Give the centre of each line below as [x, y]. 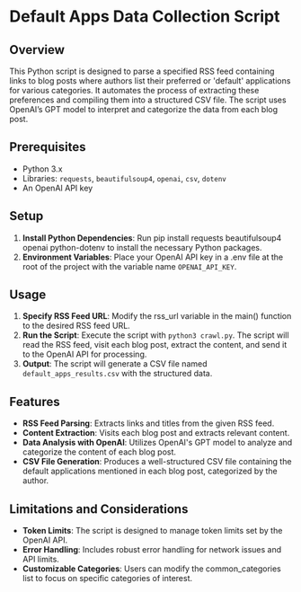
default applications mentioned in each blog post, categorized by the [150, 471]
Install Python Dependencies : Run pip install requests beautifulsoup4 [152, 238]
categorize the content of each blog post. [99, 452]
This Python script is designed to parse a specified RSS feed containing [142, 71]
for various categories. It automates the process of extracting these [134, 90]
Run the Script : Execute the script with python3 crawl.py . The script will [155, 335]
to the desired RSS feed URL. [76, 326]
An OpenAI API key [58, 188]
